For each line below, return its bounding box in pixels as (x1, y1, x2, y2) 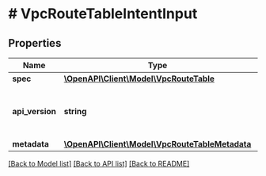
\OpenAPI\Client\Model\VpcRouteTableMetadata (63, 139, 252, 149)
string (63, 106, 87, 117)
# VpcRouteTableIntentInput (8, 5, 198, 23)
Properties (8, 36, 62, 50)
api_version (12, 106, 57, 117)
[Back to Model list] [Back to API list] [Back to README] (8, 159, 190, 168)
